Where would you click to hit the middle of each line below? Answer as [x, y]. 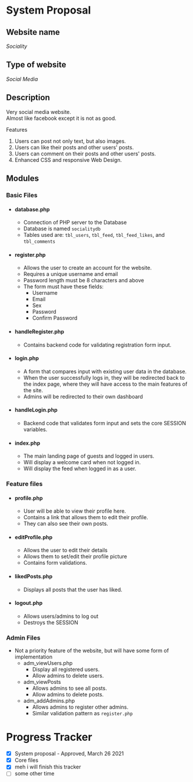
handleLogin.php [36, 410]
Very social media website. [39, 112]
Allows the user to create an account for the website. [87, 268]
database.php [32, 209]
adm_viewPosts [42, 682]
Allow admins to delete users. [68, 676]
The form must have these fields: [64, 286]
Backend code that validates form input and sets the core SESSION [105, 423]
